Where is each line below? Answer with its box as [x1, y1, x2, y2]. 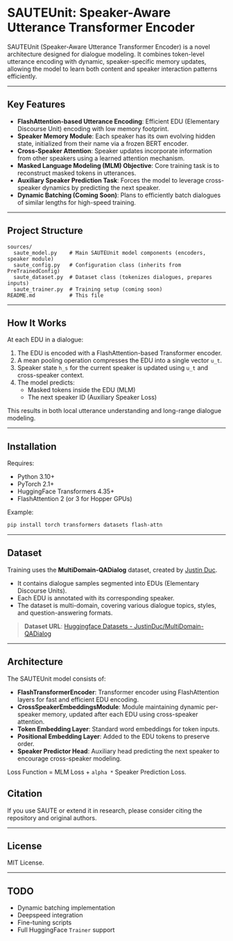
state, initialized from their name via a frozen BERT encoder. [17, 139, 189, 147]
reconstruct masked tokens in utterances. [17, 169, 137, 177]
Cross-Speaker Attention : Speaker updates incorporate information [17, 146, 213, 155]
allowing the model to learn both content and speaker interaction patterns [7, 65, 218, 73]
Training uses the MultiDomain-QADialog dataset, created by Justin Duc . [7, 566, 218, 574]
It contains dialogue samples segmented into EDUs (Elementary [17, 579, 200, 587]
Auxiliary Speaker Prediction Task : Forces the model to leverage [17, 176, 205, 185]
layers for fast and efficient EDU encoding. [17, 695, 139, 704]
